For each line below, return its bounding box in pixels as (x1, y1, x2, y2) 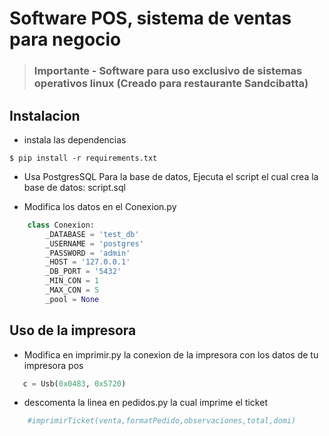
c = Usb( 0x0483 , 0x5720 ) (22, 378, 127, 389)
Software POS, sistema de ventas (9, 7, 292, 30)
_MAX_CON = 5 (45, 285, 100, 296)
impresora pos (23, 359, 84, 371)
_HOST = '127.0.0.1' (45, 257, 131, 267)
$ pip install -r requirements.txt (9, 153, 158, 163)
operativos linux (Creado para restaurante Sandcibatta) (33, 77, 309, 91)
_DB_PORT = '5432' (45, 267, 122, 277)
